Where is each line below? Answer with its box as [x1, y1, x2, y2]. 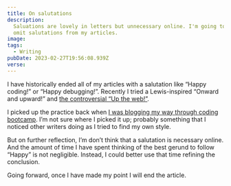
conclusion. [7, 157, 40, 165]
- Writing [13, 49, 41, 56]
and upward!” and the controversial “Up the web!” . [7, 94, 150, 103]
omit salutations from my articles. [13, 29, 118, 36]
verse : [7, 61, 26, 68]
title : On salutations [7, 10, 72, 17]
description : [7, 16, 45, 23]
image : [7, 36, 26, 43]
